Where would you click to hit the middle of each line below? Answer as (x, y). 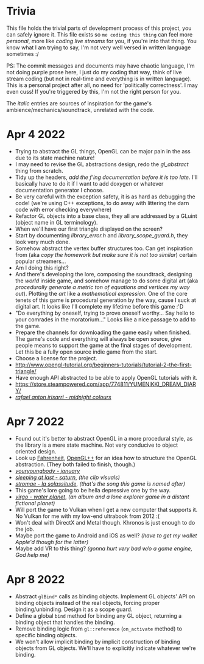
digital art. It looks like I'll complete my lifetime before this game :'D (99, 306)
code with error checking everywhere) (63, 209)
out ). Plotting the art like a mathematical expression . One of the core (101, 293)
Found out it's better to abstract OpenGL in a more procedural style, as (104, 438)
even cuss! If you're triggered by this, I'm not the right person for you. (94, 91)
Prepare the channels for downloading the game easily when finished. (103, 332)
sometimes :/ (23, 54)
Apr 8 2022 (36, 579)
